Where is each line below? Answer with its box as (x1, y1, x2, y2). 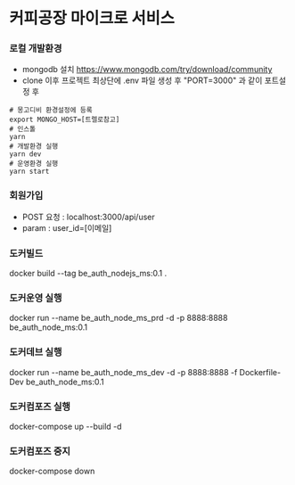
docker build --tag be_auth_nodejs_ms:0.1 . (9, 268, 168, 279)
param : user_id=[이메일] (21, 222, 112, 233)
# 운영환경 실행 (9, 160, 59, 169)
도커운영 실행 (9, 292, 62, 304)
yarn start (9, 167, 50, 177)
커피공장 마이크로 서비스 (9, 8, 176, 29)
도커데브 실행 (9, 346, 62, 358)
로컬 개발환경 (9, 42, 62, 54)
